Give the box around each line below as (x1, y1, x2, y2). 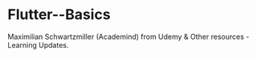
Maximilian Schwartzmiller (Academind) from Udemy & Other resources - (7, 32, 250, 41)
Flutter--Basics (7, 6, 111, 24)
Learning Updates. (7, 40, 69, 49)
